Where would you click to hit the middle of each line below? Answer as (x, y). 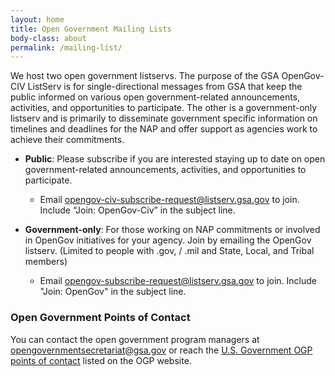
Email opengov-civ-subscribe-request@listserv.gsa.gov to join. (169, 200)
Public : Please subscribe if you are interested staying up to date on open (175, 159)
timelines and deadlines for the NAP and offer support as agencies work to (164, 129)
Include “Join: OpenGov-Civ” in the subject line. (137, 210)
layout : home (37, 19)
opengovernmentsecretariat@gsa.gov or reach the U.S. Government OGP (161, 350)
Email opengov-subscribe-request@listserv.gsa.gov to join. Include (178, 281)
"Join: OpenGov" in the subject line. (113, 292)
